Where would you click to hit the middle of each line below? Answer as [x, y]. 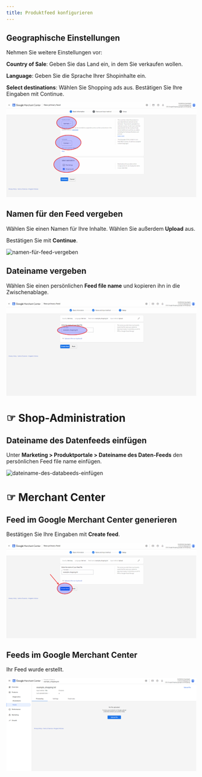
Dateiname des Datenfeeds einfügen [77, 440]
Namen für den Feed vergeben [65, 214]
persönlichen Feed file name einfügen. [54, 462]
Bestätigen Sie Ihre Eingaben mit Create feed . [63, 534]
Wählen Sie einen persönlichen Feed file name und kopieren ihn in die [93, 285]
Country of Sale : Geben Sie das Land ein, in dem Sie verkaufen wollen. [95, 64]
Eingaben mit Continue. [35, 94]
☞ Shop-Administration [66, 418]
